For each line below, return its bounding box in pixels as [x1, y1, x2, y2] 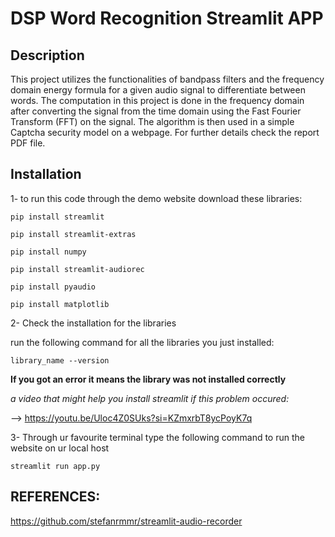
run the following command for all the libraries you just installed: [10, 336, 275, 348]
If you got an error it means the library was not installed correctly [10, 373, 287, 385]
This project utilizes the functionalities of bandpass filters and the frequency [10, 73, 325, 85]
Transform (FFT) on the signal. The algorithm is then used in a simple [10, 116, 295, 127]
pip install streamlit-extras [10, 229, 137, 239]
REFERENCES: [10, 488, 101, 506]
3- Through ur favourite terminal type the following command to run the [10, 431, 305, 443]
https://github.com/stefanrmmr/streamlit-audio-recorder [10, 515, 243, 527]
